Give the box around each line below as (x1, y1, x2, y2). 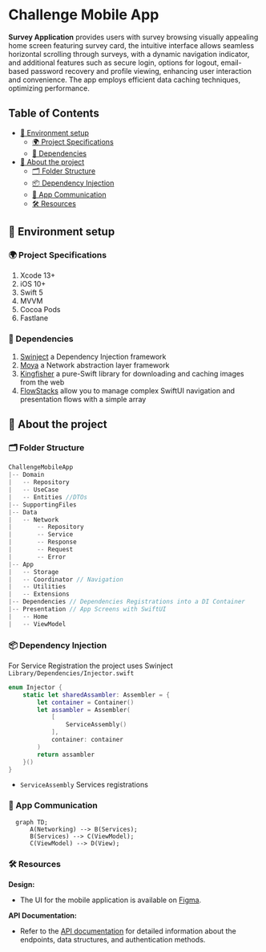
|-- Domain (8, 471, 45, 479)
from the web (19, 377, 65, 387)
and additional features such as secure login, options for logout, (8, 58, 220, 67)
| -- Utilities (8, 583, 66, 591)
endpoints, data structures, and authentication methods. (19, 935, 206, 945)
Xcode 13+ (19, 271, 56, 280)
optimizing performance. (8, 83, 90, 93)
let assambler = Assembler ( (37, 706, 131, 714)
